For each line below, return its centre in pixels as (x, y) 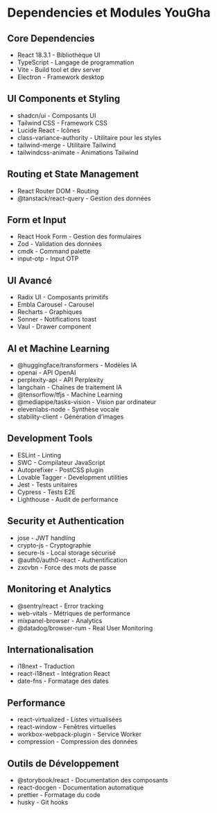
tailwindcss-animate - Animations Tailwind (78, 152)
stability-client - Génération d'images (70, 417)
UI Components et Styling (64, 99)
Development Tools (50, 438)
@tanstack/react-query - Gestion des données (84, 198)
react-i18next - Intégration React (63, 674)
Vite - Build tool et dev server (59, 70)
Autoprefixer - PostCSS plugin (60, 470)
